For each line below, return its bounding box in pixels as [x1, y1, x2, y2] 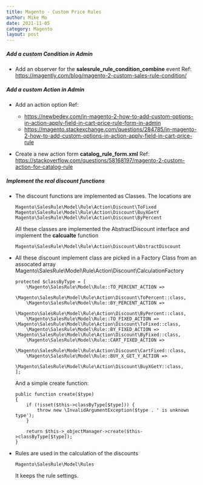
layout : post [6, 32, 39, 38]
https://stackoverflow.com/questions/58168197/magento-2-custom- [15, 157, 185, 164]
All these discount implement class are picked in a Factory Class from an [15, 254, 197, 261]
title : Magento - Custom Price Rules [6, 8, 102, 15]
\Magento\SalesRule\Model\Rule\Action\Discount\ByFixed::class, [15, 332, 181, 338]
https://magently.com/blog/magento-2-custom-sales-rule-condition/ [15, 72, 187, 79]
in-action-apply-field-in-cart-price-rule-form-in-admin [24, 119, 161, 127]
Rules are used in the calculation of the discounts [15, 450, 138, 457]
